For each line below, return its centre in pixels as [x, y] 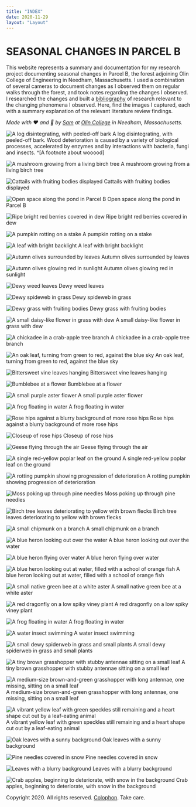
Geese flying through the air [114, 447]
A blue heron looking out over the [149, 540]
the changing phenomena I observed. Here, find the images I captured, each [98, 105]
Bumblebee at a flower [95, 384]
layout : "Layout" [27, 22]
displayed [18, 188]
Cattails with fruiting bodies [137, 182]
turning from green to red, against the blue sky [62, 362]
